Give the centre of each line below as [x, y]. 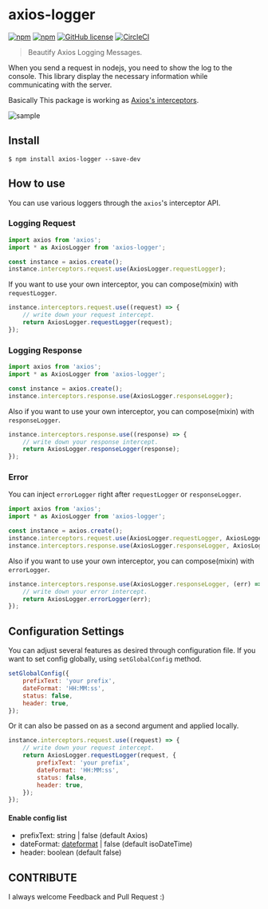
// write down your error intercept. [85, 591]
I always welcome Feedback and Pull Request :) [87, 897]
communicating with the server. [60, 85]
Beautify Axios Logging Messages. [85, 52]
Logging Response [45, 350]
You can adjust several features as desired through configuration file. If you [132, 650]
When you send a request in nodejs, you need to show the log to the [120, 67]
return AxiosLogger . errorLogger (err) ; [87, 599]
